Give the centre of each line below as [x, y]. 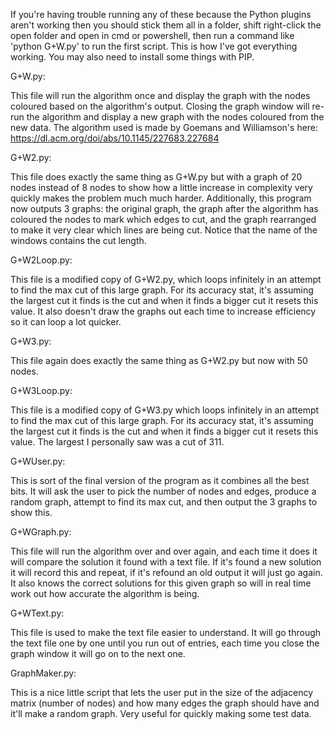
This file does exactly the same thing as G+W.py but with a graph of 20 [156, 177]
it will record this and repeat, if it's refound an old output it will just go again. [166, 572]
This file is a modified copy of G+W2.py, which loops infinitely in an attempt [166, 279]
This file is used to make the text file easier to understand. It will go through [166, 632]
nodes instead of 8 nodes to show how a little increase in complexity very [161, 187]
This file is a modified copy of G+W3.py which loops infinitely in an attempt [165, 410]
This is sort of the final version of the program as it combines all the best [160, 480]
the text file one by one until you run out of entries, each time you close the [165, 643]
